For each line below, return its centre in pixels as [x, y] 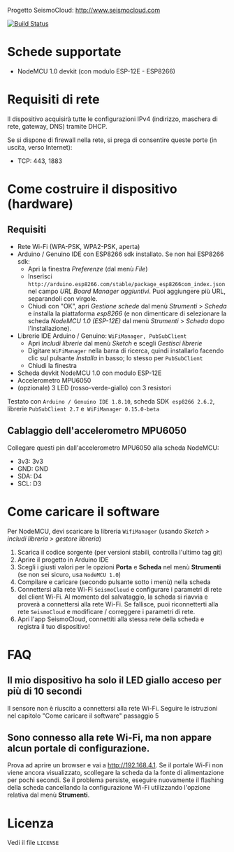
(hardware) [40, 204]
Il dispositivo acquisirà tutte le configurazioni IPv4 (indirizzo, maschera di [112, 119]
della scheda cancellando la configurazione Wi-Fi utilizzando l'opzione [109, 788]
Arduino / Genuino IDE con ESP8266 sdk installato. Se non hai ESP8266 [121, 254]
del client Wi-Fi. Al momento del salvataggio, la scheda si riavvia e [112, 597]
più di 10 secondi [45, 691]
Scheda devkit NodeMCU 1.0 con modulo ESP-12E [89, 373]
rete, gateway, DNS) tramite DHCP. [57, 126]
